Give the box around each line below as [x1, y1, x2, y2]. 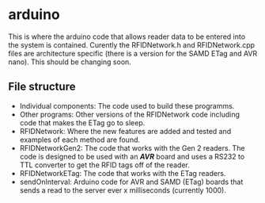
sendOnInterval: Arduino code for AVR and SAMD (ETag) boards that [19, 177, 244, 186]
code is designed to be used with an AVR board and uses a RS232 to [19, 151, 245, 161]
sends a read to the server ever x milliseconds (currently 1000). [19, 185, 227, 195]
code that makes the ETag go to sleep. [19, 117, 146, 128]
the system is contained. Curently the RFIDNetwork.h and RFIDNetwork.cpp [8, 40, 256, 49]
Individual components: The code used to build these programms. [19, 101, 235, 110]
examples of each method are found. [19, 135, 141, 144]
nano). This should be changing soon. [8, 57, 132, 67]
